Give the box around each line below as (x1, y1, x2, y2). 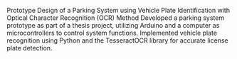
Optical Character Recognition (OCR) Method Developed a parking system (6, 14, 225, 22)
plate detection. (6, 44, 53, 52)
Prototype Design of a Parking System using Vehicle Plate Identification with (6, 6, 231, 14)
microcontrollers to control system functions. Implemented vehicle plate (6, 28, 218, 37)
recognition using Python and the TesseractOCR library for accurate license (6, 36, 228, 45)
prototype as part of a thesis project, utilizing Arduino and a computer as (6, 21, 220, 29)
